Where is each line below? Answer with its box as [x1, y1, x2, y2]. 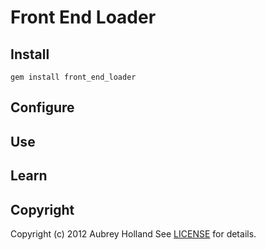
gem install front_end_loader [10, 72, 137, 82]
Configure [10, 99, 75, 116]
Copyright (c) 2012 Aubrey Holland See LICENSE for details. [10, 227, 257, 240]
